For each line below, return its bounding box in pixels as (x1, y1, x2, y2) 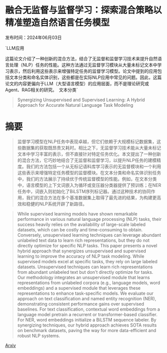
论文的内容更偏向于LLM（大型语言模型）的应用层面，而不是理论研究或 (5, 80, 149, 86)
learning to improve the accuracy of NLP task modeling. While (17, 253, 145, 259)
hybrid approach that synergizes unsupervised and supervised (17, 248, 146, 254)
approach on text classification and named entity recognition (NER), (17, 295, 157, 302)
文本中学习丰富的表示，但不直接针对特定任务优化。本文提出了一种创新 (17, 151, 162, 157)
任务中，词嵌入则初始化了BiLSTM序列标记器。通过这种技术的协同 (17, 188, 151, 194)
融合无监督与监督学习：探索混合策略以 (5, 4, 163, 16)
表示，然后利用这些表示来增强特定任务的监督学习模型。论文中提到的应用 (9, 68, 158, 74)
